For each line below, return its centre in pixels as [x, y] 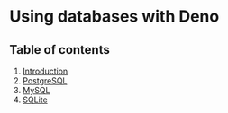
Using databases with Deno [114, 17]
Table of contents [59, 50]
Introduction [45, 71]
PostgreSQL [45, 81]
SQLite [35, 100]
